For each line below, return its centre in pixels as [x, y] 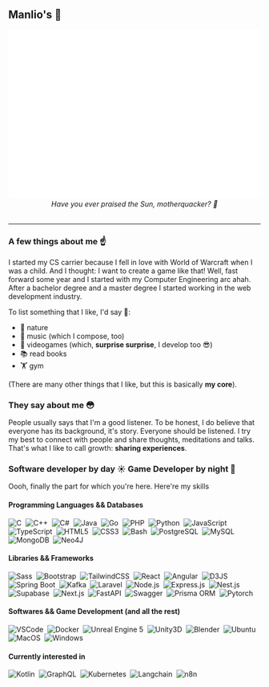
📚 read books [43, 354]
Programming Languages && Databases [76, 505]
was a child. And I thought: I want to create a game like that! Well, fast [123, 271]
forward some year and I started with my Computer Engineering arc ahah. [130, 279]
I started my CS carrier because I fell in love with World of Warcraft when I [130, 262]
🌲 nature [34, 327]
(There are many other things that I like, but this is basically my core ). [123, 384]
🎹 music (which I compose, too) [72, 336]
